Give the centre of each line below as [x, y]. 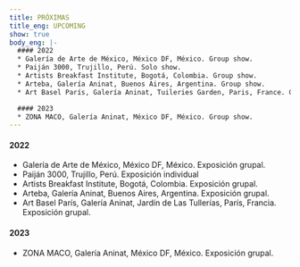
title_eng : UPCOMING [48, 26]
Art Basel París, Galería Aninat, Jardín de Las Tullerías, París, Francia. [149, 203]
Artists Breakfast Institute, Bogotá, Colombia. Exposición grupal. [140, 184]
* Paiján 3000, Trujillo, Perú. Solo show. [99, 68]
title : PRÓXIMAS [39, 17]
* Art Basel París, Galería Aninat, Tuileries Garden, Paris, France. [151, 92]
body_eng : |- [33, 42]
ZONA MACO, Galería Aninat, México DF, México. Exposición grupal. [148, 253]
